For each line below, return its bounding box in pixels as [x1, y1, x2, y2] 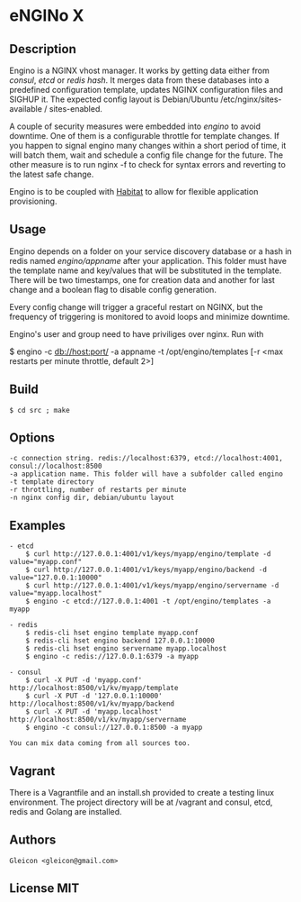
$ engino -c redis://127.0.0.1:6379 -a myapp [25, 652, 199, 661]
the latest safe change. [9, 169, 94, 179]
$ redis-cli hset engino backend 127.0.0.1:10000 [25, 636, 216, 645]
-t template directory [9, 478, 94, 487]
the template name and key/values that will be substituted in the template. [9, 265, 282, 276]
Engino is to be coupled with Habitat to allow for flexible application [9, 187, 259, 196]
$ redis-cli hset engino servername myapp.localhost [25, 644, 227, 653]
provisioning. [9, 196, 58, 206]
